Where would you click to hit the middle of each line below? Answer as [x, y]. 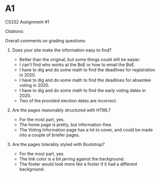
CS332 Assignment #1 [27, 22]
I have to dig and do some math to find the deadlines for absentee [85, 80]
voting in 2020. [34, 85]
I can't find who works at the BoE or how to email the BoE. [77, 64]
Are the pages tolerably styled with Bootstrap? [58, 144]
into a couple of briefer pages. [49, 135]
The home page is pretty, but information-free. [66, 125]
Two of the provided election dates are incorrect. [68, 100]
